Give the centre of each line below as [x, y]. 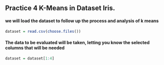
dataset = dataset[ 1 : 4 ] [30, 58]
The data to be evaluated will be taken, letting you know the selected [78, 43]
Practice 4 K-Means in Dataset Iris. [60, 8]
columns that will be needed [35, 48]
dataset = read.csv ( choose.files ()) [43, 31]
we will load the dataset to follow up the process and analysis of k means [82, 21]
